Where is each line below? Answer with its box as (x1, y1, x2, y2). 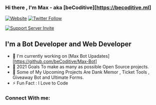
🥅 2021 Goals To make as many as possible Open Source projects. (12, 64, 149, 70)
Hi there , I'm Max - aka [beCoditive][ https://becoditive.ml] (5, 4, 151, 11)
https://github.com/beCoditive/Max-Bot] (14, 58, 97, 64)
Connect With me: (5, 94, 50, 101)
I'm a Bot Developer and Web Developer (5, 40, 131, 48)
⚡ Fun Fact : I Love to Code (12, 80, 68, 86)
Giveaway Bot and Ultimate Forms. (12, 74, 84, 80)
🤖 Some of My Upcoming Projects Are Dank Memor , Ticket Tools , (12, 69, 150, 75)
